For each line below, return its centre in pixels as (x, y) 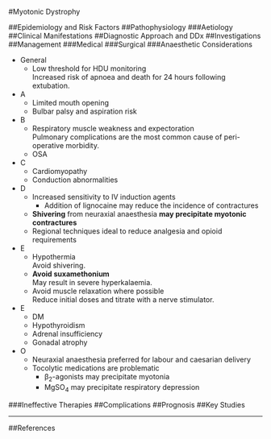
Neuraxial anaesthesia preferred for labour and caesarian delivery (142, 359)
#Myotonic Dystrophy (44, 12)
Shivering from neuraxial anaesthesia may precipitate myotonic (140, 214)
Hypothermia (54, 257)
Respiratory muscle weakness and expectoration (113, 128)
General (33, 60)
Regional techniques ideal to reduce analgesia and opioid (127, 231)
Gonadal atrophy (60, 342)
